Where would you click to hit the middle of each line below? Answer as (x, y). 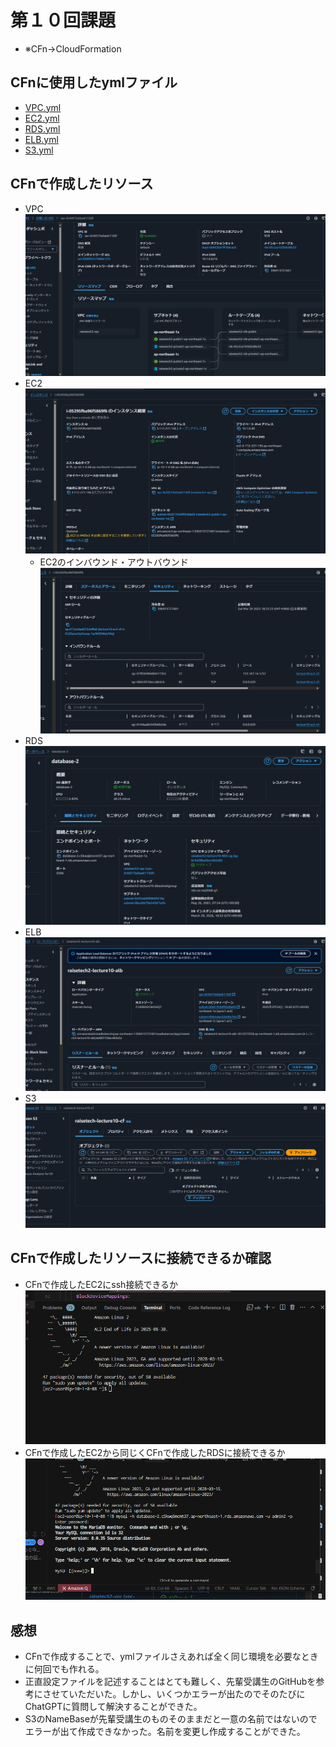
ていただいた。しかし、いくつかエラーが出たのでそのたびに (182, 1694)
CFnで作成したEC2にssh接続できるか (101, 1284)
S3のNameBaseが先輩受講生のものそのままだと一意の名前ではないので (171, 1719)
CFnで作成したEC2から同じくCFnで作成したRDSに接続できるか (155, 1452)
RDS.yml (42, 128)
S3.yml (39, 150)
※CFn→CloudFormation (73, 48)
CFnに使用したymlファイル (94, 82)
